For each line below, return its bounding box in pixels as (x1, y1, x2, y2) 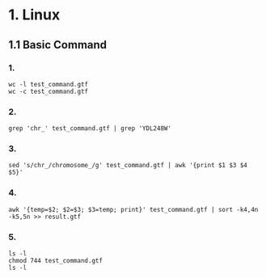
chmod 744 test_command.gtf (8, 257, 103, 265)
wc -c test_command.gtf (8, 87, 89, 95)
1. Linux (8, 6, 61, 24)
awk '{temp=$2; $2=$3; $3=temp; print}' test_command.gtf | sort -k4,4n (8, 205, 259, 213)
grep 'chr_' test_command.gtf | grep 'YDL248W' (8, 124, 172, 133)
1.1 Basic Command (8, 38, 108, 52)
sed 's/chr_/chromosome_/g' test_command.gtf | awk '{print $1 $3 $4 (8, 162, 248, 170)
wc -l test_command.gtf (8, 80, 89, 88)
